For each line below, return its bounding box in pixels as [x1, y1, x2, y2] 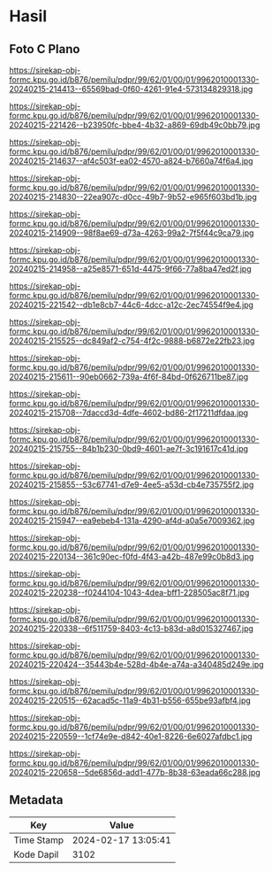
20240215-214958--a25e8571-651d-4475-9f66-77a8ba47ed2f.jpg [9, 264, 252, 274]
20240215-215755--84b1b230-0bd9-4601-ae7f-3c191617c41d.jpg [9, 444, 249, 453]
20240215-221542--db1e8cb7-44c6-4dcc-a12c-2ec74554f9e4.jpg [9, 299, 254, 310]
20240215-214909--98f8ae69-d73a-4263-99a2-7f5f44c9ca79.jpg [9, 228, 254, 238]
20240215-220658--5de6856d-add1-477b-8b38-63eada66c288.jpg [9, 768, 261, 777]
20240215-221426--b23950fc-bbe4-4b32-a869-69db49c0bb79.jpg [9, 120, 261, 130]
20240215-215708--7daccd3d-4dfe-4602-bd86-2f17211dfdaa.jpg [9, 407, 249, 418]
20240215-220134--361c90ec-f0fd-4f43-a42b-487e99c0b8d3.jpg [9, 552, 254, 561]
